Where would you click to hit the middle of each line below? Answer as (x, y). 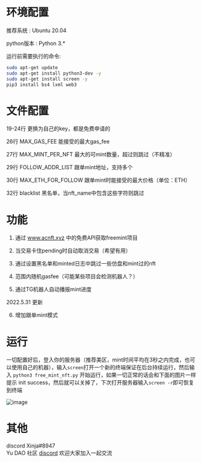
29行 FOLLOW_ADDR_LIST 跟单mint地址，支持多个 (70, 167)
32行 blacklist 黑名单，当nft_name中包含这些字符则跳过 (75, 193)
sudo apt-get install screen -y (47, 79)
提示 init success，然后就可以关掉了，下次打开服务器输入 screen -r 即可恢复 (100, 383)
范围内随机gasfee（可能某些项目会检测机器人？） (77, 276)
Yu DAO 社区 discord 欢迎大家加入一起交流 (59, 453)
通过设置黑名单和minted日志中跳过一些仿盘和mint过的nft (85, 264)
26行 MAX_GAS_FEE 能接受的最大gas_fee (58, 142)
